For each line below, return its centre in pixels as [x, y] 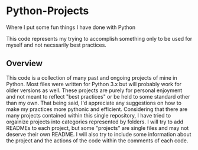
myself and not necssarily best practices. [56, 45]
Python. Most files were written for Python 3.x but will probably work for [94, 84]
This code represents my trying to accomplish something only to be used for [99, 38]
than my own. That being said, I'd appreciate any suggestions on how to [94, 103]
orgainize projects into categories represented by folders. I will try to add [95, 122]
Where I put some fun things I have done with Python [71, 27]
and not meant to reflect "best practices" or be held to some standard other [98, 96]
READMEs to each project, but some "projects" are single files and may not [98, 128]
